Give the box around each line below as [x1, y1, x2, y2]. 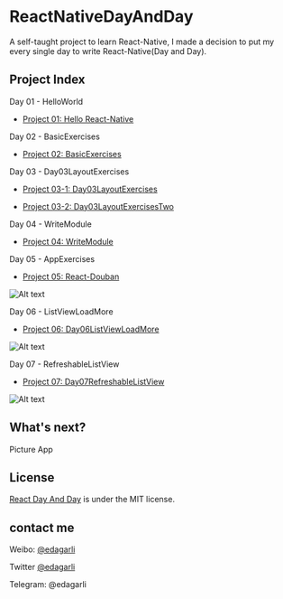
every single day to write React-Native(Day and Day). [9, 45, 207, 56]
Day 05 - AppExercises [9, 253, 96, 264]
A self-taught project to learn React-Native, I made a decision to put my [9, 36, 275, 47]
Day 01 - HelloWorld [9, 96, 84, 107]
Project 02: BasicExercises [22, 148, 122, 159]
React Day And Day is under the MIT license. [9, 494, 176, 505]
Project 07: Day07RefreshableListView [22, 376, 165, 387]
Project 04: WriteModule [22, 236, 114, 247]
